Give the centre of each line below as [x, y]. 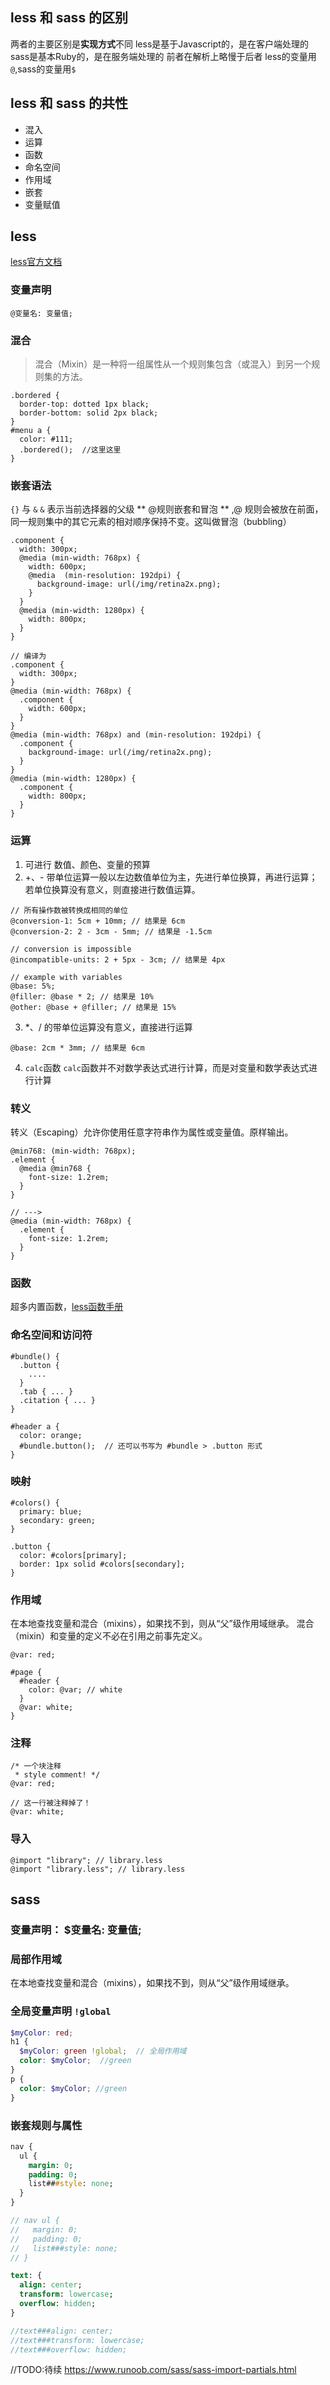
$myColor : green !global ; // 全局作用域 [103, 2051]
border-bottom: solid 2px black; [89, 413]
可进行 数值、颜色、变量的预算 [87, 864]
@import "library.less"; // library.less [98, 1869]
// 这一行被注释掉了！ [51, 1803]
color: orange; [51, 1435]
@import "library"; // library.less [86, 1860]
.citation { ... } [58, 1400]
